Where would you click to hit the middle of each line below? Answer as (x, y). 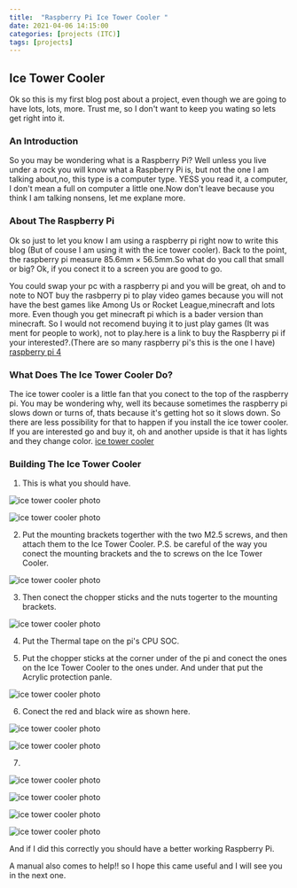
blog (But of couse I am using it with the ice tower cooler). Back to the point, (148, 250)
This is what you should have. (76, 483)
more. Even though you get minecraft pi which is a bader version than (137, 314)
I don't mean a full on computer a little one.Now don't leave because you (142, 189)
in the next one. (38, 876)
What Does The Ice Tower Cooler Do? (91, 375)
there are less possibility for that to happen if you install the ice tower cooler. (149, 422)
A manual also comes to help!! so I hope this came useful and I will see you (146, 866)
